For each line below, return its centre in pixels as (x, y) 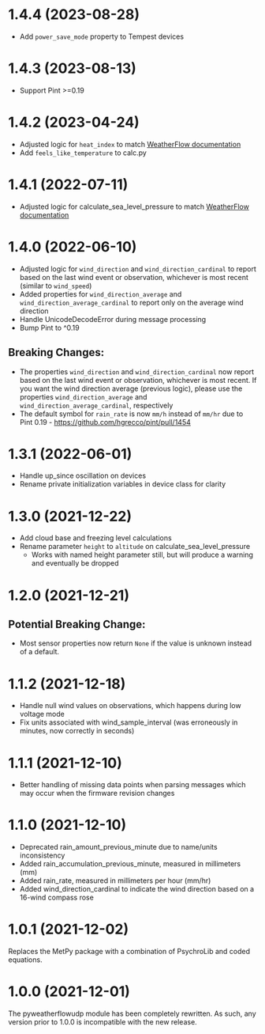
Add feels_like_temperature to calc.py (83, 153)
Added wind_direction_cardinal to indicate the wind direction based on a (137, 889)
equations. (25, 960)
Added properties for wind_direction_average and (101, 294)
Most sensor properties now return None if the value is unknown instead (136, 643)
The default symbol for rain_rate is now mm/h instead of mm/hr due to (131, 414)
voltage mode (42, 714)
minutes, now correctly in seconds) (77, 731)
